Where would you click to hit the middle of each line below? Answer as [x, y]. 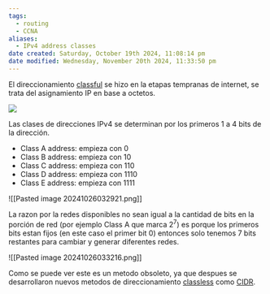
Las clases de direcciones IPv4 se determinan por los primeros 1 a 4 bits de [135, 123]
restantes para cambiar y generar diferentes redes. [94, 241]
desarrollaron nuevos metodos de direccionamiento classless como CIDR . [132, 282]
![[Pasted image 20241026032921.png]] [75, 198]
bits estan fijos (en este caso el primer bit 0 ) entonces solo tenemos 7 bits [132, 233]
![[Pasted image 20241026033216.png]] [75, 257]
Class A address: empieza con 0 [74, 148]
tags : [17, 16]
